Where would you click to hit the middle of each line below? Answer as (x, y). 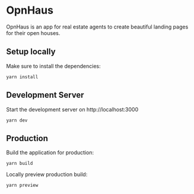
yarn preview (22, 185)
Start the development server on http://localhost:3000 (72, 109)
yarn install (22, 77)
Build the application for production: (50, 152)
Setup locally (31, 52)
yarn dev (17, 120)
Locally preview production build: (47, 174)
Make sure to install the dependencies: (53, 66)
